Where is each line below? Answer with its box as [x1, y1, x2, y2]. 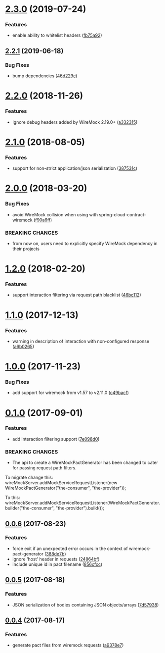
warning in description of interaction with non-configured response [12, 338, 150, 344]
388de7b [46, 551, 65, 556]
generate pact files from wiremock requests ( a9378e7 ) [12, 642, 124, 648]
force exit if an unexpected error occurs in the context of [12, 546, 128, 552]
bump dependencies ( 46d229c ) [12, 73, 78, 79]
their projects [12, 246, 40, 251]
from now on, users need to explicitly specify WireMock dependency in [12, 240, 158, 246]
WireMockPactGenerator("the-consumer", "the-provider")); [5, 485, 126, 491]
